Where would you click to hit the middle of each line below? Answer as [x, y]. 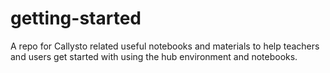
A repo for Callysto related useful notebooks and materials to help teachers [165, 46]
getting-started [76, 18]
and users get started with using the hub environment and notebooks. [154, 56]
